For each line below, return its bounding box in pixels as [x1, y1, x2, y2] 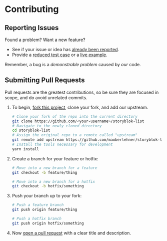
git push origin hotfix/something [11, 220, 84, 226]
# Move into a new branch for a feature [11, 165, 97, 170]
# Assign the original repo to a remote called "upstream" [11, 133, 138, 138]
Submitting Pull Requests [4, 76, 85, 85]
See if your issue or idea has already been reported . [11, 47, 119, 52]
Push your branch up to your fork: [11, 193, 82, 199]
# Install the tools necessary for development [11, 142, 113, 147]
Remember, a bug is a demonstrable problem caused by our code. [4, 62, 141, 67]
